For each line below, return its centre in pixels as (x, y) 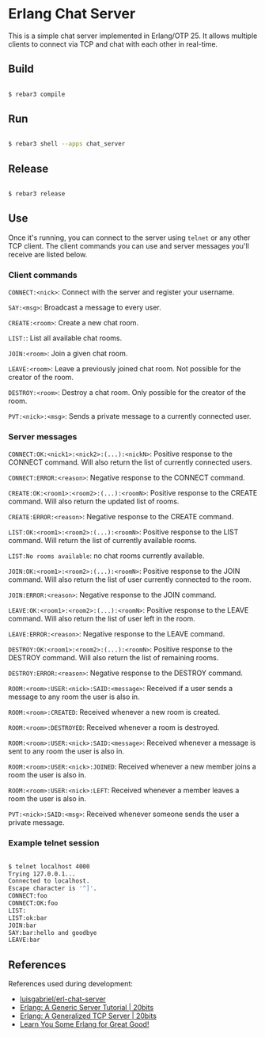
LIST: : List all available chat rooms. (65, 338)
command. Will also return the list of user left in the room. (102, 619)
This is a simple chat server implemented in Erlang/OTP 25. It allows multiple (133, 36)
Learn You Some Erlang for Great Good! (84, 1024)
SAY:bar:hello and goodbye (53, 933)
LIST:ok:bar (28, 918)
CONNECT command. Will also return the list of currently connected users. (130, 462)
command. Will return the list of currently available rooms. (103, 541)
